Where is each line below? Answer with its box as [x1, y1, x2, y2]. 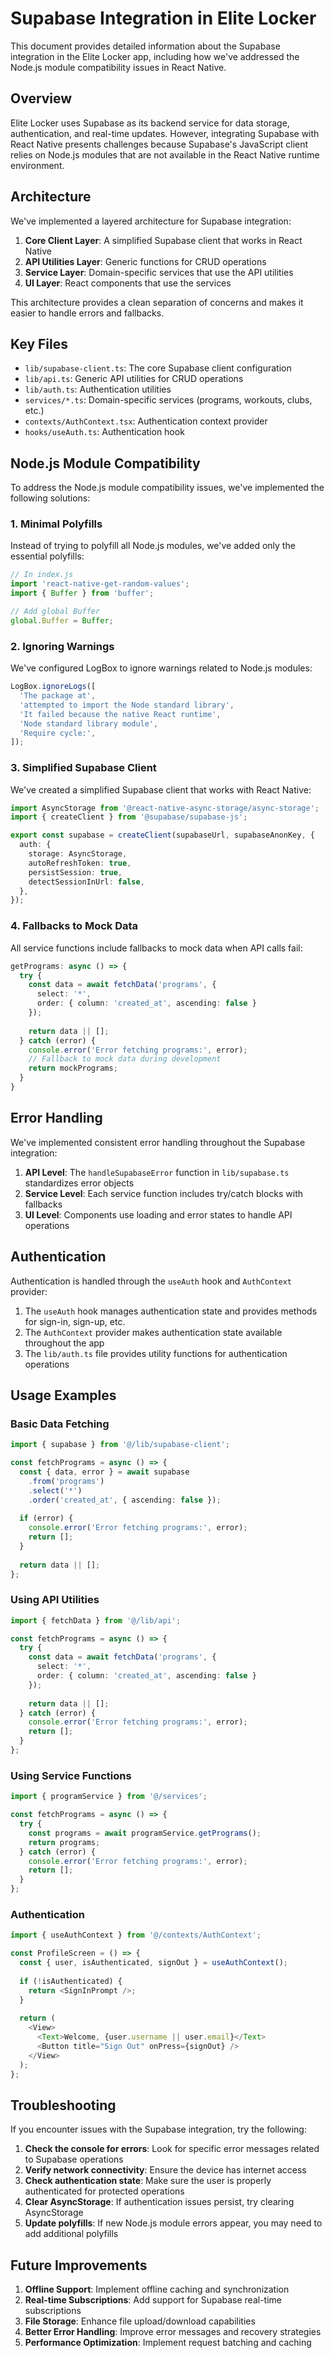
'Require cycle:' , [19, 728, 97, 738]
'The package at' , [19, 691, 97, 701]
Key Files [10, 335, 68, 352]
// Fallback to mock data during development [28, 1054, 222, 1064]
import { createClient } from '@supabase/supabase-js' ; [10, 812, 248, 822]
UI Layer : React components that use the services [24, 277, 232, 289]
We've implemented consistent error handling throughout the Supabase [10, 1136, 306, 1148]
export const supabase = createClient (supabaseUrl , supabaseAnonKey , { [10, 830, 315, 841]
